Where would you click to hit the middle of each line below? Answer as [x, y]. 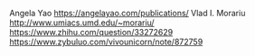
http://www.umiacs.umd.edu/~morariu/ [82, 23]
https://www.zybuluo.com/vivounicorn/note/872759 [106, 42]
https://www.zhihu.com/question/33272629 [91, 32]
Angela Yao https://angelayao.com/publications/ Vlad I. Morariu [127, 13]
